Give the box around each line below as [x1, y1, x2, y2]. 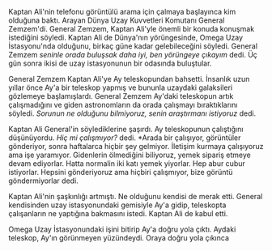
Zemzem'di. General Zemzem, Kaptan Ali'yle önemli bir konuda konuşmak [8, 24, 255, 33]
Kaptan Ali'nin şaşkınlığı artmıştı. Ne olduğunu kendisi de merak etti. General [8, 192, 263, 201]
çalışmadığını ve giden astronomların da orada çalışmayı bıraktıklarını [8, 100, 238, 109]
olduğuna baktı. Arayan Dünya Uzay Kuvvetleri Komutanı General [8, 15, 225, 25]
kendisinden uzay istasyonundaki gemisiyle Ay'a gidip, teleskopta [8, 200, 227, 210]
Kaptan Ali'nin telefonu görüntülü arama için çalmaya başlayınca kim [8, 7, 236, 16]
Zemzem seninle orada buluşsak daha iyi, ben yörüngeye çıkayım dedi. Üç [8, 50, 257, 59]
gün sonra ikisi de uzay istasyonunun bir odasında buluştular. [8, 58, 212, 68]
